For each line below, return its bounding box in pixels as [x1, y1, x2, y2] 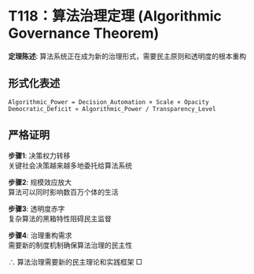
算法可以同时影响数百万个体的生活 [8, 187, 119, 197]
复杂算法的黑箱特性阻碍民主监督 [8, 213, 112, 223]
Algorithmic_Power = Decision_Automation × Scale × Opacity [8, 98, 210, 106]
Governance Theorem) [8, 24, 160, 43]
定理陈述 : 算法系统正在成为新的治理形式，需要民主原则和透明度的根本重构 [8, 51, 246, 61]
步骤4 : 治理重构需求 [8, 230, 72, 240]
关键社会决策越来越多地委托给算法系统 [8, 161, 132, 170]
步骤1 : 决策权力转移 [8, 150, 71, 160]
